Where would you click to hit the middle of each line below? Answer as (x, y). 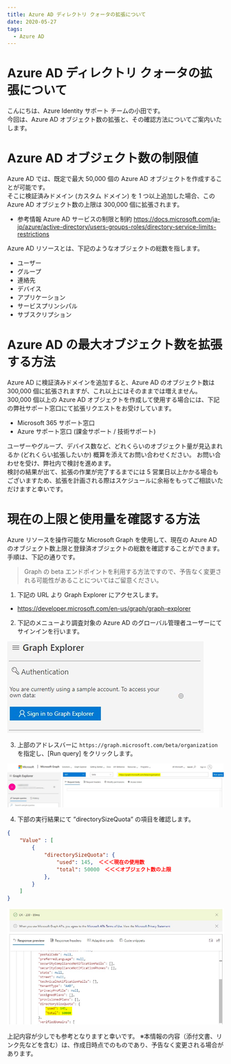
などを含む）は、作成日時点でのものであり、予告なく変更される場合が (124, 1045)
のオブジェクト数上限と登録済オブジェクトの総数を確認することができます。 (115, 548)
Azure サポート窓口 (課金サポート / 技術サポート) (86, 432)
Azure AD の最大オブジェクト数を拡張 (115, 345)
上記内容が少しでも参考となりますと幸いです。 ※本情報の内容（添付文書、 (112, 1036)
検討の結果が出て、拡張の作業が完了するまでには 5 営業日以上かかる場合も (113, 472)
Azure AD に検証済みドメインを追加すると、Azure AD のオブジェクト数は (111, 382)
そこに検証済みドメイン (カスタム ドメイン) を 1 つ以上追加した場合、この (111, 196)
